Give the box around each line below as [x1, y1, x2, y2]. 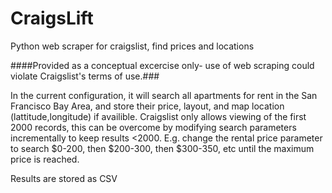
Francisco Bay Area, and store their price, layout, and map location [10, 100, 285, 112]
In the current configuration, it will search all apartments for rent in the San [10, 89, 318, 101]
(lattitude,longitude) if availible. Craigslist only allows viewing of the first [10, 110, 307, 122]
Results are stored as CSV [10, 172, 118, 184]
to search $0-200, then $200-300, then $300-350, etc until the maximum [10, 142, 315, 154]
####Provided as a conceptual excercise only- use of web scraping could [10, 59, 315, 71]
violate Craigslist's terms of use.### [10, 70, 160, 82]
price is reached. [10, 153, 80, 165]
